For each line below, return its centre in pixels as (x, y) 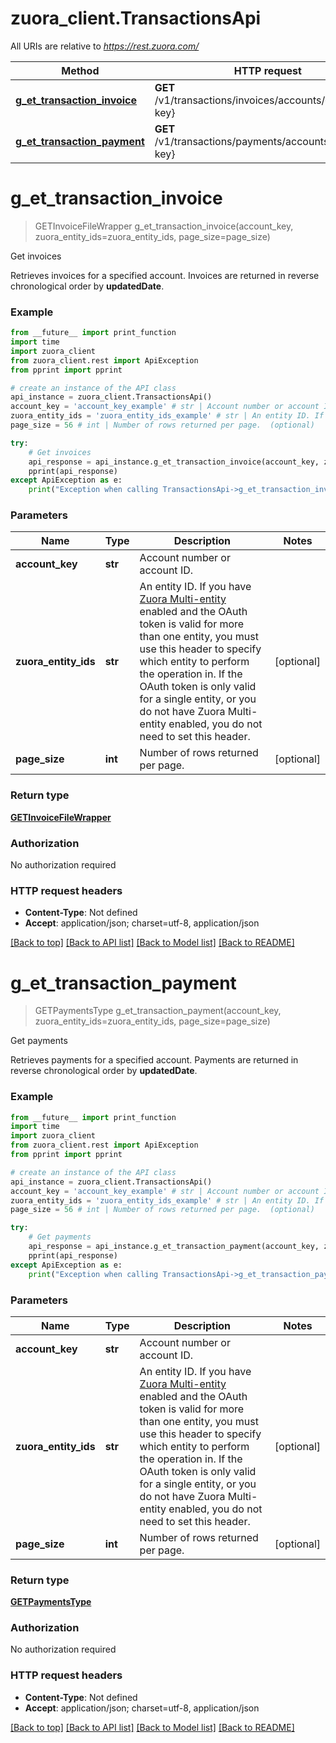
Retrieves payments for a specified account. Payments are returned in (154, 1060)
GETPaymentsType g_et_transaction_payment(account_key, (158, 1011)
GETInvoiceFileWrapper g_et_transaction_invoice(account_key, (164, 226)
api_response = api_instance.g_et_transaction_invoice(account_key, (174, 462)
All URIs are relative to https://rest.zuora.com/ (105, 46)
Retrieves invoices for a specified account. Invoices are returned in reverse (165, 275)
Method (80, 70)
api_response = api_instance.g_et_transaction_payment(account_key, (174, 1247)
